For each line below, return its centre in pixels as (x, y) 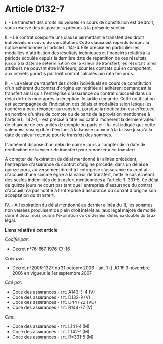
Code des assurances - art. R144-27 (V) (52, 307)
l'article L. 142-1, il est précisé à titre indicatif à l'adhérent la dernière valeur (81, 119)
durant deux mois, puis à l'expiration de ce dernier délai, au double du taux (80, 215)
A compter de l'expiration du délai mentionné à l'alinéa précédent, (71, 159)
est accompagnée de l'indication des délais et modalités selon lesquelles (78, 104)
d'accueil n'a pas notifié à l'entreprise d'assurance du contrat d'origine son (81, 190)
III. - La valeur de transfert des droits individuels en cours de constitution (78, 83)
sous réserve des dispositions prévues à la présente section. (66, 27)
